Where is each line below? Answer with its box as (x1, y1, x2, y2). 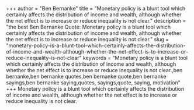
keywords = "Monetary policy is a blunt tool (82, 55, 188, 61)
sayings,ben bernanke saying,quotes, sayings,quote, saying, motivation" (6, 79, 181, 86)
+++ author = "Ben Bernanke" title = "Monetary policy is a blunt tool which (6, 5, 186, 12)
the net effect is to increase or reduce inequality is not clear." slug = (6, 36, 169, 42)
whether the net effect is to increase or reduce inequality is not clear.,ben (6, 67, 183, 73)
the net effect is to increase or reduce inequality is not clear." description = (6, 17, 186, 24)
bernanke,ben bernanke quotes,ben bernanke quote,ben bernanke (6, 73, 167, 80)
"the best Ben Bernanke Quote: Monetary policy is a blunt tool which (6, 23, 171, 30)
